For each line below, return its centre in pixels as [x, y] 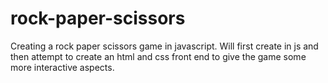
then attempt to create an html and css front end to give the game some [158, 56]
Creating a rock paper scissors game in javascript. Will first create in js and [164, 46]
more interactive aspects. [62, 67]
